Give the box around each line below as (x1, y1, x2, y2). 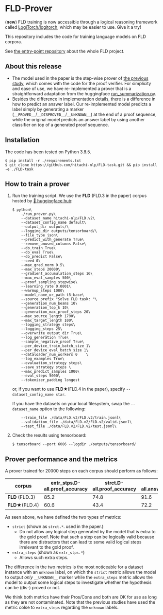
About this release (5, 62, 62, 71)
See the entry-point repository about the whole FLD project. (5, 48, 125, 54)
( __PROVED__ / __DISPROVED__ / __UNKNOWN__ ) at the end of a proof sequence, (12, 111, 157, 117)
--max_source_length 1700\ (21, 314, 76, 319)
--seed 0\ (21, 258, 41, 263)
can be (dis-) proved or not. (5, 585, 61, 591)
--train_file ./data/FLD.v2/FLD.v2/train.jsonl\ (21, 416, 121, 420)
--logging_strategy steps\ (21, 322, 76, 327)
